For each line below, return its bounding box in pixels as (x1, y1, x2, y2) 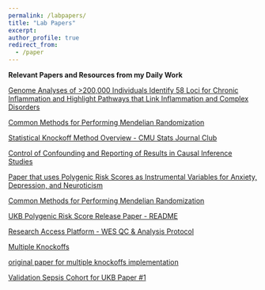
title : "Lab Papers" (8, 19, 77, 27)
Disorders (8, 102, 40, 112)
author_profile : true (8, 33, 80, 42)
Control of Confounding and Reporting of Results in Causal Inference (8, 148, 233, 158)
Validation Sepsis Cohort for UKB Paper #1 (8, 273, 146, 282)
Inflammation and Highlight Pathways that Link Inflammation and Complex (8, 94, 249, 103)
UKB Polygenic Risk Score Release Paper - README (8, 212, 178, 220)
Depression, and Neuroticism (8, 181, 103, 190)
